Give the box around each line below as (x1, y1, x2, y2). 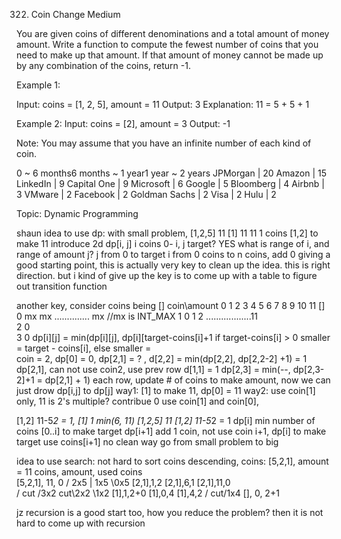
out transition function (16, 280, 108, 292)
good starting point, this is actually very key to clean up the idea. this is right (16, 259, 331, 271)
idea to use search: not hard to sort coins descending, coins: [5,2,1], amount (16, 455, 329, 467)
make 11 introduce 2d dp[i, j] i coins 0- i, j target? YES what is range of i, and (16, 238, 330, 249)
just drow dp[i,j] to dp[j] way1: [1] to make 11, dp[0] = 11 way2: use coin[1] (16, 385, 316, 396)
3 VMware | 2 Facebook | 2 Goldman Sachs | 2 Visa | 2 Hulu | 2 (16, 189, 277, 200)
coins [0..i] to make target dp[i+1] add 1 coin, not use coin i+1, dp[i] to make (16, 425, 327, 437)
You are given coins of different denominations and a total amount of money (16, 28, 330, 39)
